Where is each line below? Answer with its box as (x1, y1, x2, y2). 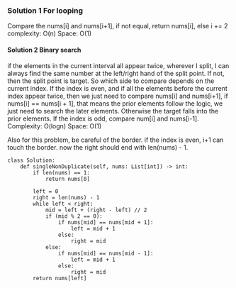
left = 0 (33, 187, 59, 195)
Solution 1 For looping (7, 6, 84, 16)
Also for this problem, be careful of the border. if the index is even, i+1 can (7, 135, 224, 144)
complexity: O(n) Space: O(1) (7, 29, 92, 38)
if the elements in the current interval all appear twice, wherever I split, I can (7, 61, 230, 70)
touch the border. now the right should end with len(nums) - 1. (7, 143, 189, 151)
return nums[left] (33, 275, 87, 282)
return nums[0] (45, 175, 91, 182)
